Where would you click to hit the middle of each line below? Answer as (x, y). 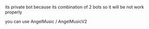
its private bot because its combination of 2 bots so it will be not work (74, 7)
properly (14, 12)
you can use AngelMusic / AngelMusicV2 (46, 22)
